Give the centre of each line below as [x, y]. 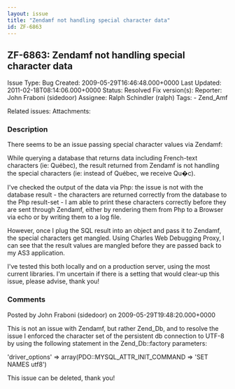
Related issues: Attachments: [49, 111]
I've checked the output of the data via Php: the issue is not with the [105, 188]
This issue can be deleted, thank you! [61, 378]
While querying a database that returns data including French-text [102, 158]
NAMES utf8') [27, 364]
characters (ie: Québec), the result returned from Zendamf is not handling [113, 166]
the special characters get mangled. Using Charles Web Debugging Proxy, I [116, 238]
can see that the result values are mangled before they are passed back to [114, 246]
